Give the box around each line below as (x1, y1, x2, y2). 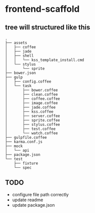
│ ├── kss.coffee (5, 109, 54, 114)
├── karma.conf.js (5, 139, 43, 144)
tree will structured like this (5, 23, 91, 31)
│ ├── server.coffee (5, 114, 60, 119)
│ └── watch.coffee (5, 131, 58, 136)
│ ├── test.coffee (5, 126, 56, 131)
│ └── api (5, 148, 29, 153)
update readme (12, 197, 43, 203)
